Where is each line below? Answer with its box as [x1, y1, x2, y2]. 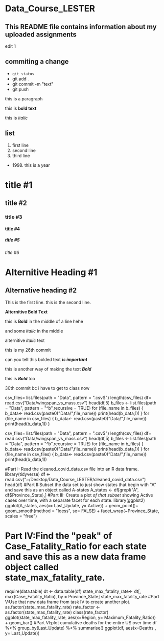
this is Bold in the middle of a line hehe [5, 318, 83, 324]
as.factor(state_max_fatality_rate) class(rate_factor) [5, 609, 109, 615]
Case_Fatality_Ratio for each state [5, 541, 147, 551]
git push [12, 86, 29, 92]
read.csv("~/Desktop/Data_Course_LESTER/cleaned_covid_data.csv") [5, 476, 146, 482]
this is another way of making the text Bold [5, 366, 92, 372]
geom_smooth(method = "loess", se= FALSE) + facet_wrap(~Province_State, [5, 508, 159, 514]
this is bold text [5, 105, 37, 111]
